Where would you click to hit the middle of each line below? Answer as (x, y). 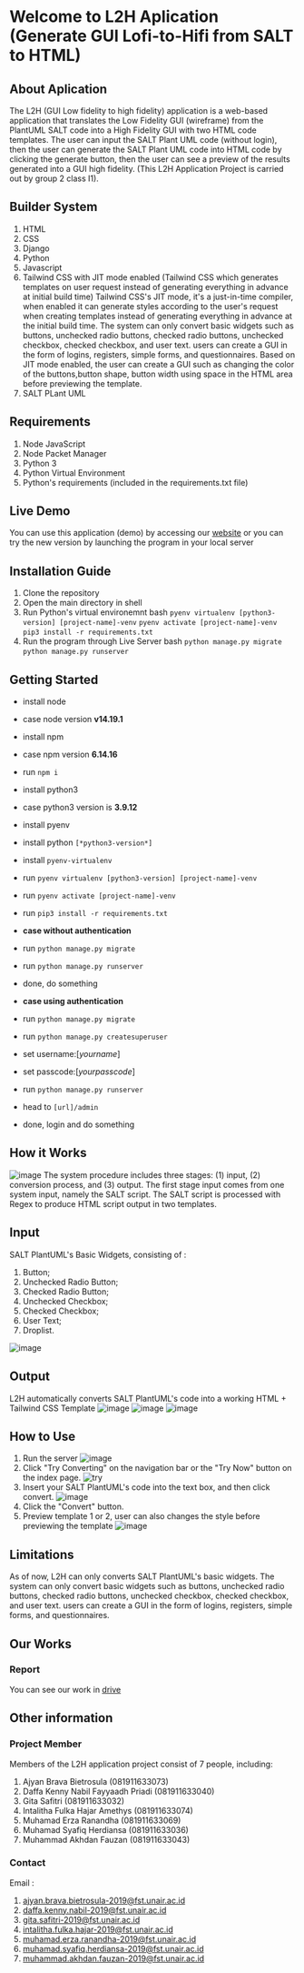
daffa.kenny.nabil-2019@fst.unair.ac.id (94, 1910)
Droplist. (38, 1330)
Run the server (50, 1458)
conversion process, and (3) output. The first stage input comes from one (147, 1184)
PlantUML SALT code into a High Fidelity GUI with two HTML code (133, 130)
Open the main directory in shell (82, 603)
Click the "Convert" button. (73, 1506)
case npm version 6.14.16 (70, 755)
